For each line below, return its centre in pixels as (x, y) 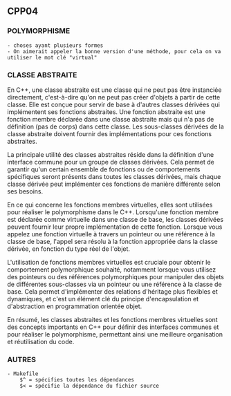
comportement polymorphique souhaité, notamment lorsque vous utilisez (112, 270)
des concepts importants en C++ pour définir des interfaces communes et (113, 327)
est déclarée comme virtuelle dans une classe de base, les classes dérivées (115, 219)
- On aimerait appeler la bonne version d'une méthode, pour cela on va (114, 51)
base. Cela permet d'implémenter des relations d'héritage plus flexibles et (112, 291)
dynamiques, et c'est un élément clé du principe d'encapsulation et (103, 299)
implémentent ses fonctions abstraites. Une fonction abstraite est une (107, 112)
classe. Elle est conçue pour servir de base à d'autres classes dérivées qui (113, 104)
